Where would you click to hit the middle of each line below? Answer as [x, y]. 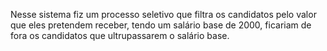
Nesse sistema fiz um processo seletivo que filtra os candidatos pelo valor [163, 14]
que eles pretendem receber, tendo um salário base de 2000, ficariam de [161, 25]
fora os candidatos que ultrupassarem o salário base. [120, 35]
